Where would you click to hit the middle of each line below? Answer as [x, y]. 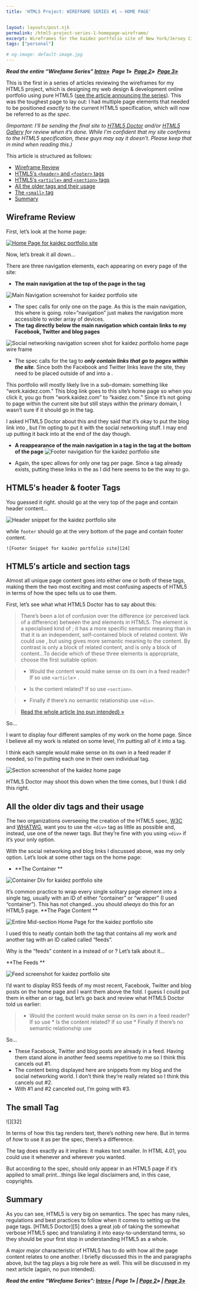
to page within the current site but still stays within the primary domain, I [94, 403]
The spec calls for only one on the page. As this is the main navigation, [100, 306]
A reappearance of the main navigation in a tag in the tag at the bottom [103, 445]
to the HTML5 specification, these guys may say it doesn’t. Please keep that [99, 138]
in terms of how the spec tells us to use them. [61, 593]
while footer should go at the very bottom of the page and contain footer [95, 531]
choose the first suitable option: [59, 660]
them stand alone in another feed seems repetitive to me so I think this [100, 1057]
